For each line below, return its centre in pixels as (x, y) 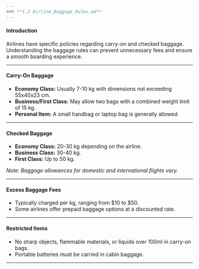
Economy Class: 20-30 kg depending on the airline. (78, 147)
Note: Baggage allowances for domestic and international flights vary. (92, 170)
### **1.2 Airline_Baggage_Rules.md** (54, 12)
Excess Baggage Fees (33, 189)
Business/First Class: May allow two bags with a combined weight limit (102, 102)
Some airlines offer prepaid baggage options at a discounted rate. (95, 209)
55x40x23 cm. (32, 95)
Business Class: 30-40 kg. (48, 153)
